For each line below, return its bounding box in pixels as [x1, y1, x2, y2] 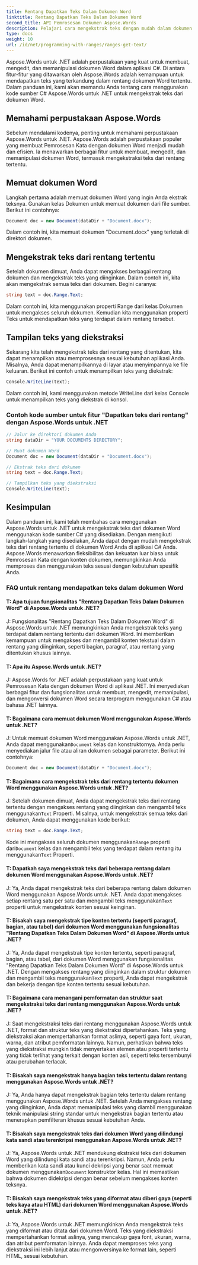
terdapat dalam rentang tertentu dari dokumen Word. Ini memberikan [6, 630, 174, 637]
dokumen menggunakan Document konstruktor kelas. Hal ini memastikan [6, 1169, 180, 1176]
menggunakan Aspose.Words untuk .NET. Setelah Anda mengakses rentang [6, 1097, 192, 1104]
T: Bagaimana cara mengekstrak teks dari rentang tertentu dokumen [6, 778, 179, 785]
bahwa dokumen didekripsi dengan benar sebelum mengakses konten [6, 1175, 178, 1182]
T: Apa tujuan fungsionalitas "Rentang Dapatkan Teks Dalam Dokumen [6, 598, 184, 605]
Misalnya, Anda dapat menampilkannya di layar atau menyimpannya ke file [6, 361, 189, 368]
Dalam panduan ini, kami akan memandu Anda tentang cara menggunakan [6, 83, 189, 90]
